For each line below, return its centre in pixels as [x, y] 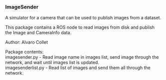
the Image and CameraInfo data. [38, 33]
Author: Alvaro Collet [27, 42]
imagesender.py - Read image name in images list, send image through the [82, 57]
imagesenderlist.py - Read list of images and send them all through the [78, 68]
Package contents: [24, 52]
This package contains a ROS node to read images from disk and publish [80, 27]
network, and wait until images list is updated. [52, 63]
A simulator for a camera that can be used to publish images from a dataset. [83, 18]
